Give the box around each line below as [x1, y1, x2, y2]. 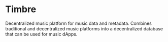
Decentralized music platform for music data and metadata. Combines [5, 20, 152, 26]
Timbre [5, 4, 37, 15]
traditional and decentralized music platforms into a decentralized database [5, 25, 163, 31]
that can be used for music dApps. [5, 31, 78, 37]
